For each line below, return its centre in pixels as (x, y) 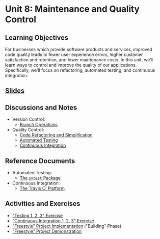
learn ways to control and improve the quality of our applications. (71, 65)
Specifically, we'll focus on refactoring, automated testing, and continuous (80, 70)
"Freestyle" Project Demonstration (47, 231)
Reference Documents (40, 161)
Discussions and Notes (41, 107)
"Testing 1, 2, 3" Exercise (37, 215)
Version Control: (28, 119)
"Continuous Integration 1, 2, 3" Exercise (53, 221)
